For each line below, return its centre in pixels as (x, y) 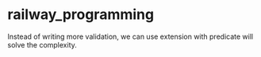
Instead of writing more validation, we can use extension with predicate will (130, 36)
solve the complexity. (42, 44)
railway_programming (81, 15)
